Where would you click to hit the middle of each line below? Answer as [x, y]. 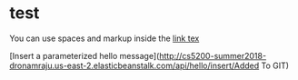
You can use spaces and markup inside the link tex [104, 38]
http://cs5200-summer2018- [212, 55]
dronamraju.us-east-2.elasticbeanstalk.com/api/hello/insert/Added [134, 65]
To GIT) [275, 65]
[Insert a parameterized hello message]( [84, 55]
